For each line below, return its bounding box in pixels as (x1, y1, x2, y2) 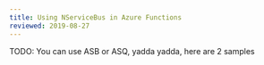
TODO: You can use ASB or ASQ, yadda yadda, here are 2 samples (9, 45, 255, 56)
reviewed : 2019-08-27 (9, 21, 90, 30)
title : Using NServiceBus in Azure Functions (9, 12, 182, 22)
